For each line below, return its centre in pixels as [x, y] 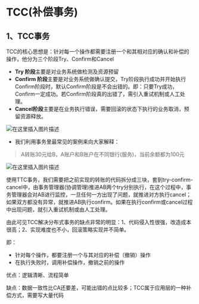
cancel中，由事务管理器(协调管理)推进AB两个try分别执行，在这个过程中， [96, 187]
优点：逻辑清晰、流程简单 [38, 275]
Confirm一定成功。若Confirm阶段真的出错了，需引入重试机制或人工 [97, 94]
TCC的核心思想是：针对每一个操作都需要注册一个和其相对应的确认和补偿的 [98, 52]
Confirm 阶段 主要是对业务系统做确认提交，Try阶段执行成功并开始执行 [100, 79]
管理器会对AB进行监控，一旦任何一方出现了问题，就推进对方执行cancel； [101, 195]
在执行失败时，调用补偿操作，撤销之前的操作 [70, 262]
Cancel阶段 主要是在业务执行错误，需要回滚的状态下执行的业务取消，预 [102, 109]
